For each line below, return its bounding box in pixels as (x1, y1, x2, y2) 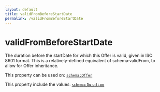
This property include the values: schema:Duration (5, 81, 105, 87)
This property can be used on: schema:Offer (5, 72, 93, 78)
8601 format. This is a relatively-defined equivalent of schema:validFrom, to (5, 58, 156, 64)
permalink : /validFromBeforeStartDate (5, 16, 83, 21)
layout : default (5, 7, 38, 12)
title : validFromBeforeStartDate (5, 12, 73, 16)
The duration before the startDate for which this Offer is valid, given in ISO (5, 53, 153, 58)
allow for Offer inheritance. (5, 63, 58, 69)
